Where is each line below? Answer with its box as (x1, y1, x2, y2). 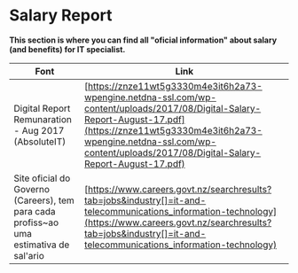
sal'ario (13, 249, 44, 261)
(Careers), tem (13, 194, 75, 207)
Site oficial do (13, 172, 71, 184)
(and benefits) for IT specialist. (9, 43, 126, 54)
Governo (13, 183, 51, 195)
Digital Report (13, 102, 71, 114)
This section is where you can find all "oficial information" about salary (9, 35, 278, 45)
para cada (13, 205, 56, 217)
